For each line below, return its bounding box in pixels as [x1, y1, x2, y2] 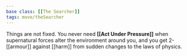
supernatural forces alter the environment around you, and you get [6, 37, 168, 44]
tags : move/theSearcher [6, 14, 65, 20]
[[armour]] [6, 42, 31, 50]
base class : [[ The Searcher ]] [6, 8, 81, 15]
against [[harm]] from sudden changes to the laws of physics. [32, 42, 182, 50]
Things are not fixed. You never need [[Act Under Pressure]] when [6, 30, 169, 37]
